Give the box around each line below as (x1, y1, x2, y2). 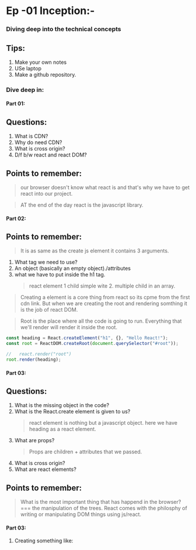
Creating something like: (14, 537, 73, 544)
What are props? (14, 437, 55, 444)
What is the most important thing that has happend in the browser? (20, 498, 181, 505)
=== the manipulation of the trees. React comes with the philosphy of (20, 505, 188, 512)
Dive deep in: (6, 86, 44, 94)
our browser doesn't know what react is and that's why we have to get (20, 184, 190, 191)
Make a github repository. (14, 71, 76, 78)
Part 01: (6, 100, 25, 107)
